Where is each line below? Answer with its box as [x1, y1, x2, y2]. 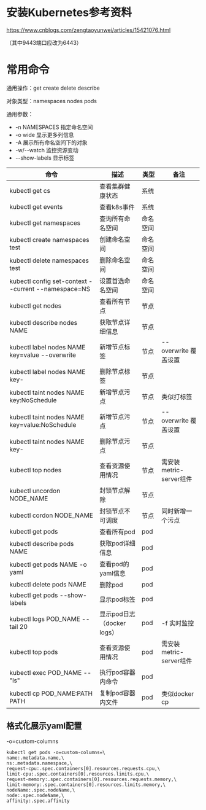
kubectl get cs [9, 186, 51, 195]
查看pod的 [99, 559, 130, 568]
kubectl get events [9, 202, 63, 211]
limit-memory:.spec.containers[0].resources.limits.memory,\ [6, 781, 166, 788]
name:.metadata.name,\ [6, 755, 64, 761]
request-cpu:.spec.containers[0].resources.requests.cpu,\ [6, 765, 161, 771]
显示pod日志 [99, 609, 136, 618]
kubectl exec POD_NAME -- [9, 668, 92, 677]
